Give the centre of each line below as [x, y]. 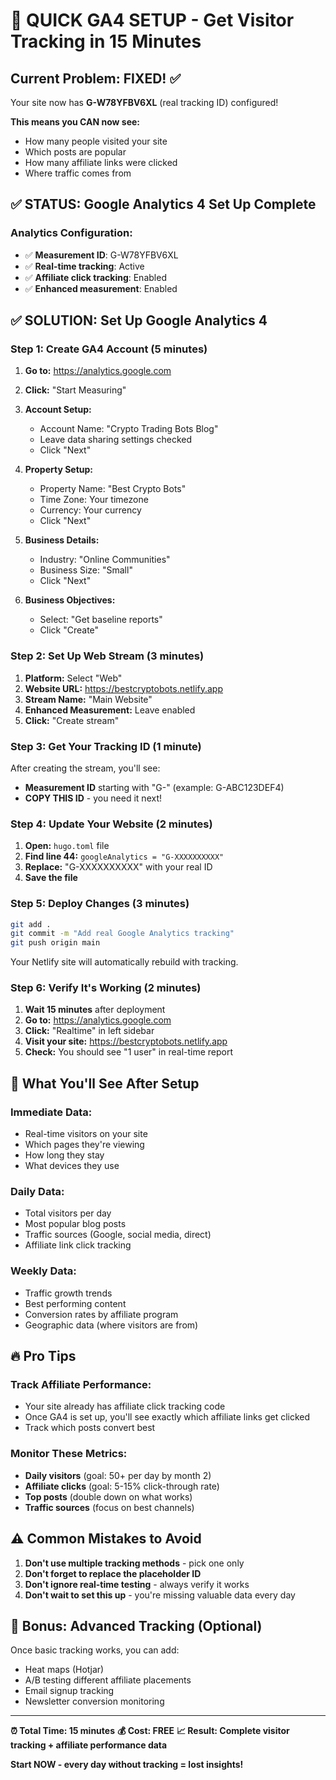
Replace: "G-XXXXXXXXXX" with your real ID [118, 867]
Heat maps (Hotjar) [64, 1670]
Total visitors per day [68, 1213]
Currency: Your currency [90, 510]
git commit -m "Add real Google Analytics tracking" [122, 934]
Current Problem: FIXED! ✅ [96, 78]
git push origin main [55, 943]
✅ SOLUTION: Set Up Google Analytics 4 [139, 320]
